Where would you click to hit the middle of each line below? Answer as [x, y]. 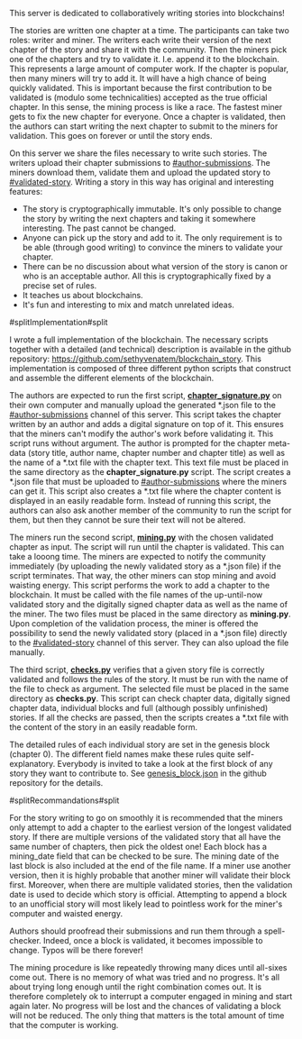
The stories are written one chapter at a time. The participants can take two [150, 30]
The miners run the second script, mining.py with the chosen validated [142, 537]
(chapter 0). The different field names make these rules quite [123, 754]
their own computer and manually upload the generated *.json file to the [143, 405]
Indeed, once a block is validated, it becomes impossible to [153, 940]
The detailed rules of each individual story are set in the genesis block [140, 744]
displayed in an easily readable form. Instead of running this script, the [140, 501]
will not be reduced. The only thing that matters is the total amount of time [147, 1016]
